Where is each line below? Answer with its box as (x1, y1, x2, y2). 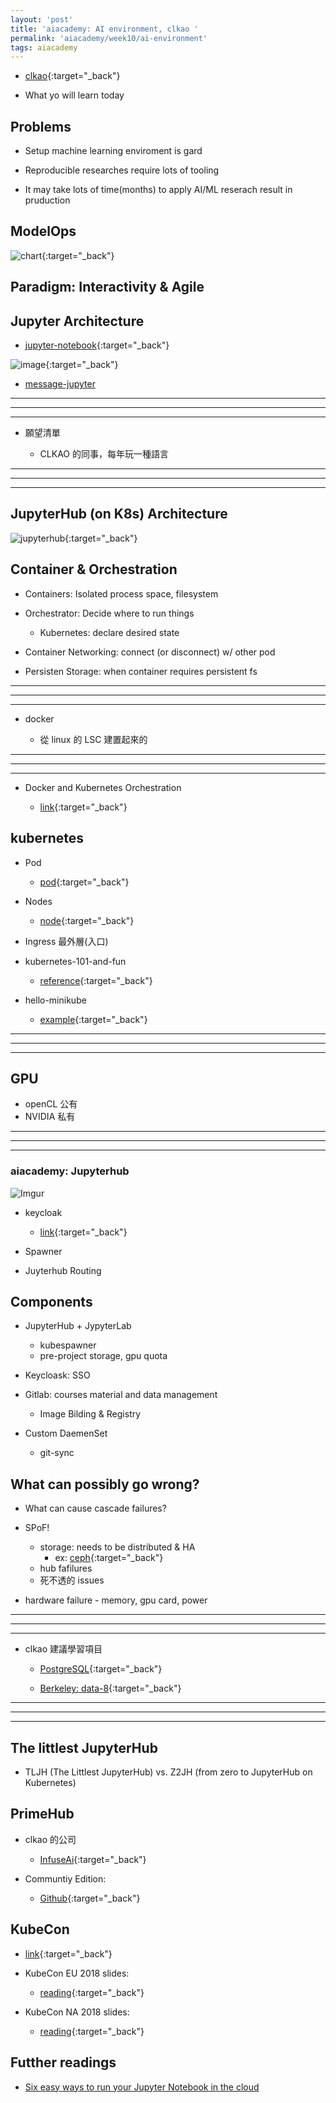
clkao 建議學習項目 (24, 1643, 103, 1655)
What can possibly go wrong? (10, 1476, 200, 1493)
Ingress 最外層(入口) (24, 935, 109, 947)
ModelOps (10, 223, 77, 240)
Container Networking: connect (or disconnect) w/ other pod (24, 646, 276, 658)
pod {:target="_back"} (39, 876, 130, 888)
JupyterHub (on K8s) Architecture (10, 506, 228, 523)
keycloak (24, 1206, 63, 1218)
